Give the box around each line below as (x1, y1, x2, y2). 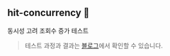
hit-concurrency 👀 (7, 7, 90, 19)
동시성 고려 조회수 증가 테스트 (7, 26, 89, 35)
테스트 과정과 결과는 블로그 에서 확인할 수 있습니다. (24, 41, 163, 50)
